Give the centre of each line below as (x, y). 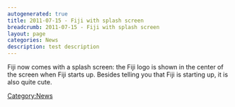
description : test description (53, 47)
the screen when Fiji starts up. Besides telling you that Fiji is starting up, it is (118, 74)
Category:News (30, 96)
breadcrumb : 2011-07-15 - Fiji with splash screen (84, 27)
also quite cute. (30, 82)
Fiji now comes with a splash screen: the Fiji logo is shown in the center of (116, 67)
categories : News (33, 40)
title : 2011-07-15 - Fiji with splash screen (75, 21)
